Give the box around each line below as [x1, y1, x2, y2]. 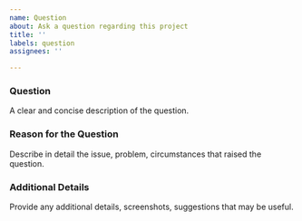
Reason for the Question [9, 128, 120, 140]
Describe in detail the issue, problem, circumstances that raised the [9, 149, 262, 159]
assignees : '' [9, 47, 63, 56]
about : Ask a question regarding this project [9, 22, 189, 31]
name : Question [9, 13, 67, 23]
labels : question [9, 38, 75, 48]
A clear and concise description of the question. [9, 105, 190, 116]
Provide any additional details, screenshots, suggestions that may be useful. [9, 201, 294, 213]
